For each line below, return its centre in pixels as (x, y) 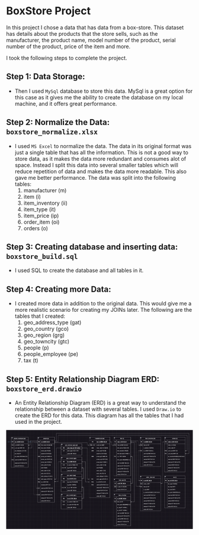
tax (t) (31, 361)
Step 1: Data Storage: (46, 76)
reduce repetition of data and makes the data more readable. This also (100, 171)
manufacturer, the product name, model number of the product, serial (91, 40)
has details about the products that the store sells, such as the (82, 33)
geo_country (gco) (46, 329)
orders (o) (36, 228)
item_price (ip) (41, 215)
